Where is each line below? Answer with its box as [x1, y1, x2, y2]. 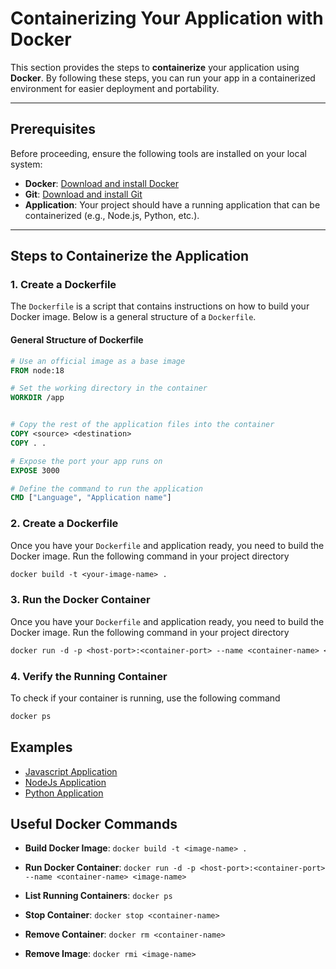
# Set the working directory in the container [10, 383, 208, 394]
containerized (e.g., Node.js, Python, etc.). [24, 209, 200, 221]
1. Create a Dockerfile [10, 278, 117, 292]
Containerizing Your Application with [10, 7, 324, 30]
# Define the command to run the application [10, 483, 203, 494]
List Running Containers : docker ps [24, 890, 173, 902]
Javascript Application [24, 765, 118, 777]
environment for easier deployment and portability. [10, 82, 220, 94]
